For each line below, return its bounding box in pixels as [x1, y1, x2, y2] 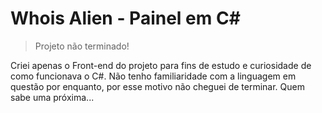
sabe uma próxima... [10, 91, 95, 103]
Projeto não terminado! [34, 40, 130, 52]
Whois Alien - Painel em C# [10, 7, 241, 30]
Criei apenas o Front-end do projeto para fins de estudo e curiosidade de [10, 59, 312, 71]
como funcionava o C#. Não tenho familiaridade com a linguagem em [10, 70, 297, 82]
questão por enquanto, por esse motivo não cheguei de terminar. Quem [10, 80, 306, 92]
